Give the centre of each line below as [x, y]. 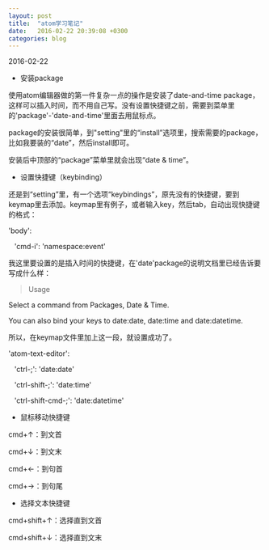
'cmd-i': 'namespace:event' [60, 247]
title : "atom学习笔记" [46, 23]
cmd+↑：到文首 [35, 434]
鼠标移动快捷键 [45, 417]
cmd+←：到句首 [36, 469]
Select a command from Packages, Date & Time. [89, 305]
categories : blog [38, 38]
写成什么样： [29, 273]
